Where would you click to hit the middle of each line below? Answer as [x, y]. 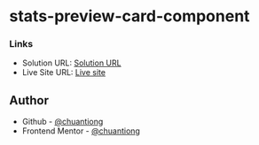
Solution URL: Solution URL [71, 63]
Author [29, 100]
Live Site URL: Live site [64, 72]
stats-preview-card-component [129, 16]
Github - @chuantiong [63, 122]
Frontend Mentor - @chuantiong [81, 131]
